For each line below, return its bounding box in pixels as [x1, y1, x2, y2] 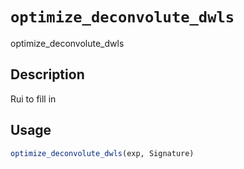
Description [10, 66, 85, 83]
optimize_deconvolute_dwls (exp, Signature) [10, 148, 195, 158]
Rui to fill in [10, 93, 57, 105]
